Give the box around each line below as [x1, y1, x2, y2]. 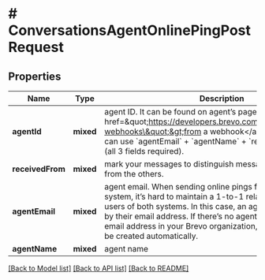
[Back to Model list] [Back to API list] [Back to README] [8, 263, 189, 273]
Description [200, 93, 244, 103]
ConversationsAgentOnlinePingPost [8, 21, 251, 39]
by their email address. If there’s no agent [104, 211, 258, 222]
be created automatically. [104, 230, 199, 241]
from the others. [104, 169, 164, 179]
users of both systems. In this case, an [104, 201, 247, 211]
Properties [8, 69, 62, 83]
